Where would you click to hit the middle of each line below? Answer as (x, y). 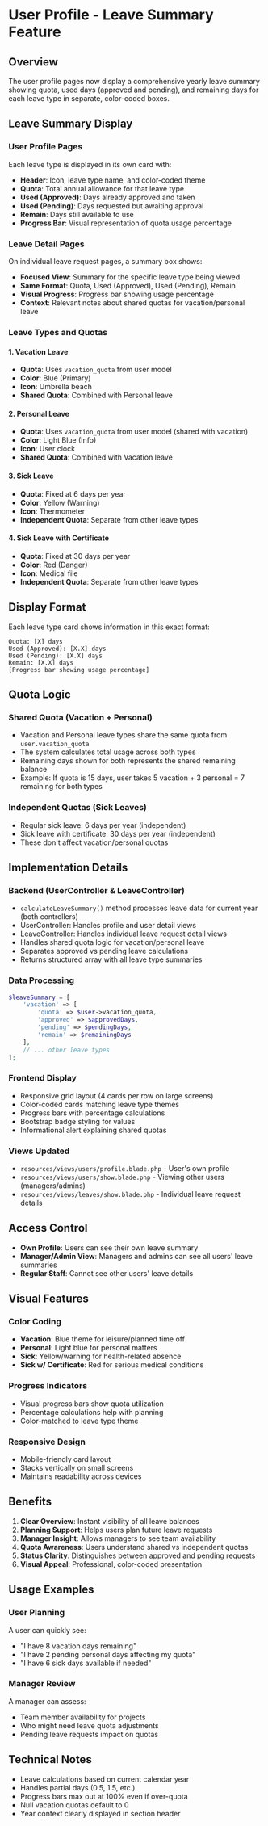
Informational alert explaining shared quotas (93, 1130)
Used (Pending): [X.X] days (56, 656)
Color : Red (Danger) (54, 565)
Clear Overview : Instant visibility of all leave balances (109, 1521)
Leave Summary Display (71, 124)
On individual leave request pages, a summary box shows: (105, 261)
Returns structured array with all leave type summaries (111, 959)
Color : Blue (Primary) (55, 378)
